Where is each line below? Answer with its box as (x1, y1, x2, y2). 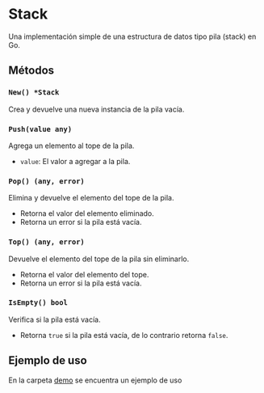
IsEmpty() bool (8, 298, 69, 307)
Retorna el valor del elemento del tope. (19, 269, 149, 279)
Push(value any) (8, 125, 73, 133)
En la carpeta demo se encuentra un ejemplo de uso (8, 375, 182, 385)
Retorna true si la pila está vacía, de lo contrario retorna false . (19, 330, 228, 340)
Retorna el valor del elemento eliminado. (19, 209, 155, 218)
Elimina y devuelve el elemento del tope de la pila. (8, 193, 175, 203)
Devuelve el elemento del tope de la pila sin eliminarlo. (8, 254, 190, 264)
